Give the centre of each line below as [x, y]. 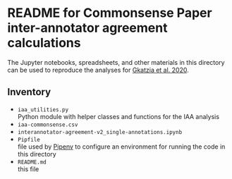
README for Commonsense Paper [110, 13]
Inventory [29, 92]
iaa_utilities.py [43, 110]
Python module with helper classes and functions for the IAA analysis [118, 116]
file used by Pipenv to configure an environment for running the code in [121, 147]
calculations [44, 43]
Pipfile [29, 140]
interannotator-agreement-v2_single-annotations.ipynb [100, 132]
